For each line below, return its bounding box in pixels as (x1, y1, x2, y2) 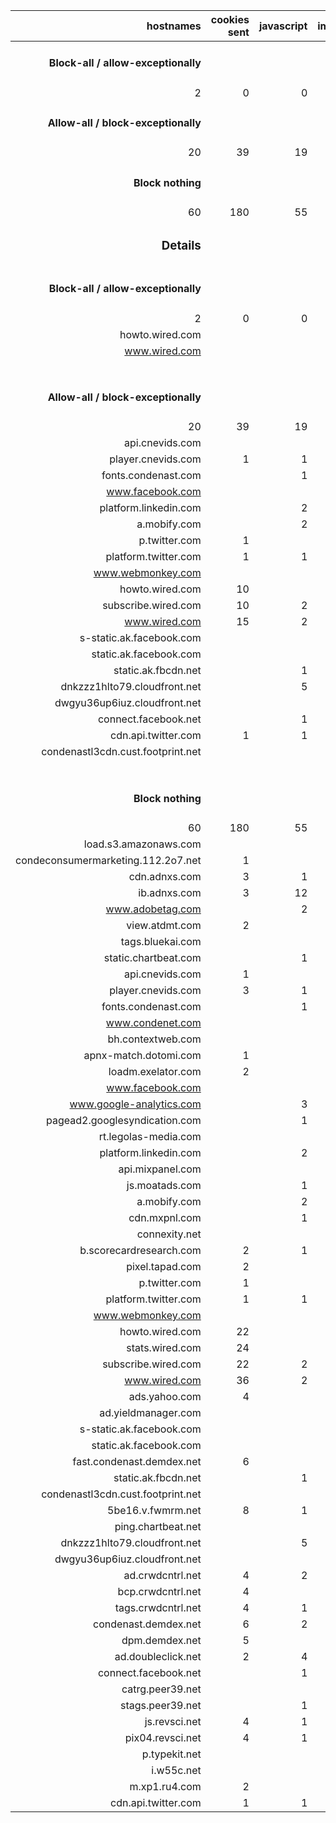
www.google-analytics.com (69, 1097, 202, 1111)
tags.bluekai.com (120, 934, 202, 948)
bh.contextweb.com (107, 1032, 202, 1046)
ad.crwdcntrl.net (123, 1568, 202, 1582)
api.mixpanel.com (118, 1162, 202, 1176)
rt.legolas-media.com (98, 1129, 202, 1143)
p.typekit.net (141, 1747, 202, 1761)
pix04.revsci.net (124, 1730, 202, 1744)
